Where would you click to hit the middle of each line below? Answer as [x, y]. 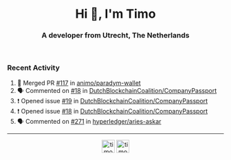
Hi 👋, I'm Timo [115, 14]
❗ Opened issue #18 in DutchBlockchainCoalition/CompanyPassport [112, 111]
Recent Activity [34, 68]
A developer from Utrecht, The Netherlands [115, 36]
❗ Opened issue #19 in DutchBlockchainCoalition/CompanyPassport [112, 101]
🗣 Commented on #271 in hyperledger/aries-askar [89, 121]
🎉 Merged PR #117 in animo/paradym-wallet [79, 83]
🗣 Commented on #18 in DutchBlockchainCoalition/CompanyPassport [117, 90]
